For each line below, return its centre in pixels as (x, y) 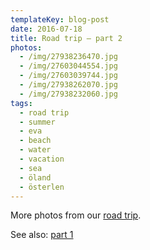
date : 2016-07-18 (46, 29)
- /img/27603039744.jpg (68, 76)
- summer (37, 122)
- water (35, 150)
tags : (21, 103)
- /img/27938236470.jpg (68, 57)
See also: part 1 (42, 235)
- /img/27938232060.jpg (68, 94)
